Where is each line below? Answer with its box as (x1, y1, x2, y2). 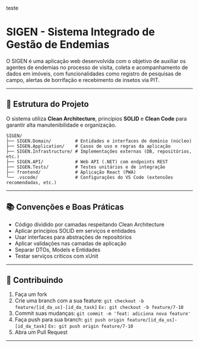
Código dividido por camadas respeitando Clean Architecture (14, 220, 165, 228)
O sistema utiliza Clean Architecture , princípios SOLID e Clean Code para (6, 115, 187, 122)
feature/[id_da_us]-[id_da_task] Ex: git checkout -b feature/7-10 (14, 305, 184, 311)
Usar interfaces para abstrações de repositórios (14, 234, 132, 241)
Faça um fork (14, 291, 47, 298)
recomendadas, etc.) (6, 179, 57, 185)
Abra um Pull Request (14, 329, 68, 336)
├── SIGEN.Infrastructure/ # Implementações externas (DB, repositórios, (6, 148, 192, 154)
